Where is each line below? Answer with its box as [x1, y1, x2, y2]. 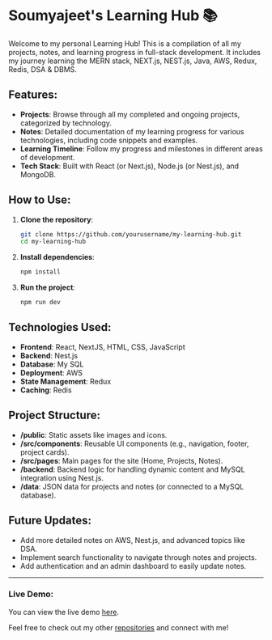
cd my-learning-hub [19, 238, 87, 246]
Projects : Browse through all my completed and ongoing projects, [19, 109, 240, 119]
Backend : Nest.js [19, 350, 79, 360]
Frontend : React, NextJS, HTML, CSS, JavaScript [19, 341, 185, 352]
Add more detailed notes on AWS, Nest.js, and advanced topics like [19, 535, 245, 545]
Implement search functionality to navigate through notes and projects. [19, 552, 257, 562]
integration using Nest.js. [19, 473, 104, 482]
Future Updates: [8, 514, 91, 528]
